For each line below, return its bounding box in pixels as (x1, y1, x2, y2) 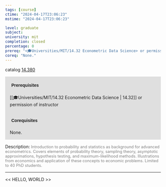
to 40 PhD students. (5, 163, 42, 168)
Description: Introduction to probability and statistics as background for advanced (5, 143, 160, 149)
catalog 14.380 (5, 66, 36, 72)
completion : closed (5, 39, 45, 45)
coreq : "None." (5, 53, 37, 58)
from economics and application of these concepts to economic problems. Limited (5, 158, 159, 163)
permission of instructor (9, 101, 59, 107)
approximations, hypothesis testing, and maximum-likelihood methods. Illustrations (5, 153, 160, 159)
